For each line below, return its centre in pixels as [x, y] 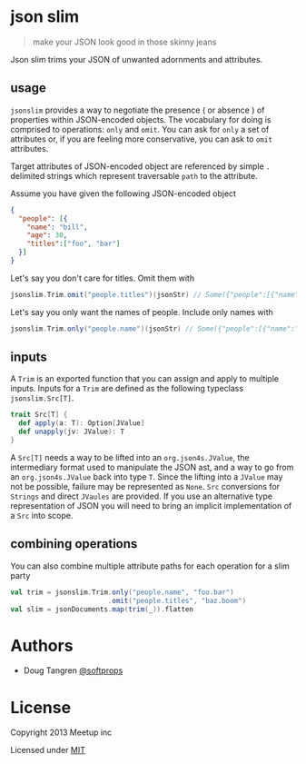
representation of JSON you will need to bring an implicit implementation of [151, 505]
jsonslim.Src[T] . [42, 398]
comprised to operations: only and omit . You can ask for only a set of [140, 129]
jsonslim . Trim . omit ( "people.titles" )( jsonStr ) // [106, 294]
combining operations [74, 544]
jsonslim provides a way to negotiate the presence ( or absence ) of [138, 110]
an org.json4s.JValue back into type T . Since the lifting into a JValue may [147, 476]
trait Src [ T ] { [39, 415]
